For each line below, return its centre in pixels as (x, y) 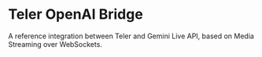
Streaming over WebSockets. (55, 44)
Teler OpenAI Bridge (76, 14)
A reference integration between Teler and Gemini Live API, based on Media (131, 36)
